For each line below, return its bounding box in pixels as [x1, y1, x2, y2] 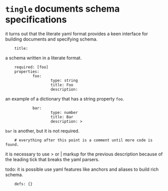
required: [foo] [14, 65, 49, 70]
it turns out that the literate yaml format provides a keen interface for [5, 30, 148, 37]
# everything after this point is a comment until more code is [14, 138, 153, 143]
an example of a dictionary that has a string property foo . [5, 95, 124, 102]
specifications [5, 14, 67, 25]
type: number [50, 110, 78, 115]
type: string [50, 78, 78, 83]
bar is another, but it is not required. [5, 128, 80, 134]
